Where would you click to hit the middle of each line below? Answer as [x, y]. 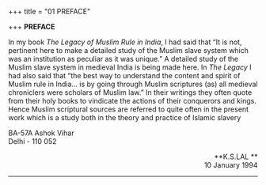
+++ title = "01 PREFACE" [49, 11]
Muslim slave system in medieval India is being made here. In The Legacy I [130, 67]
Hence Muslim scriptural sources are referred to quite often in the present [129, 109]
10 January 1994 [231, 165]
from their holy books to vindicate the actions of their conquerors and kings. [133, 101]
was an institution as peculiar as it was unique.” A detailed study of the [123, 59]
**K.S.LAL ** [236, 157]
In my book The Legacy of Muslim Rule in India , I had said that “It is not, [125, 42]
